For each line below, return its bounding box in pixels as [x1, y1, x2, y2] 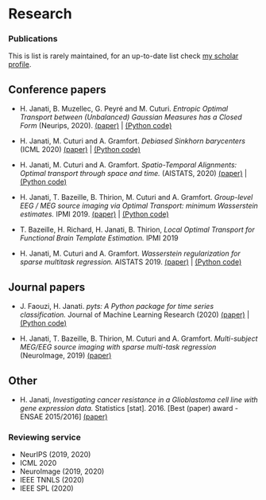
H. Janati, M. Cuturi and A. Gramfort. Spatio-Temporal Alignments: [19, 160, 237, 170]
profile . [8, 60, 32, 69]
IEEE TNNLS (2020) [19, 475, 85, 485]
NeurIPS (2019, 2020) [19, 450, 91, 459]
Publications [8, 33, 58, 45]
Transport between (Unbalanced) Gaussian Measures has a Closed [19, 112, 242, 122]
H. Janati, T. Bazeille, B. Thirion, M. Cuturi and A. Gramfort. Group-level [19, 193, 253, 202]
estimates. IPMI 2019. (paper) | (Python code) [19, 209, 169, 219]
